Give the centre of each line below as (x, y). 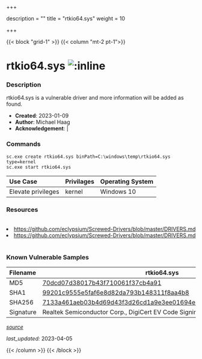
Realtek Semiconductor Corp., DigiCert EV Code (110, 312)
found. (14, 104)
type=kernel (21, 162)
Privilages (80, 181)
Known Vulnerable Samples (47, 257)
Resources (22, 210)
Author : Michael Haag (42, 122)
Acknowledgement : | (42, 128)
